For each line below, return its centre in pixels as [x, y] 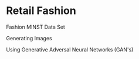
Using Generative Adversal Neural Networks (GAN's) [70, 49]
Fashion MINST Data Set [36, 27]
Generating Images [29, 38]
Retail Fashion [41, 11]
